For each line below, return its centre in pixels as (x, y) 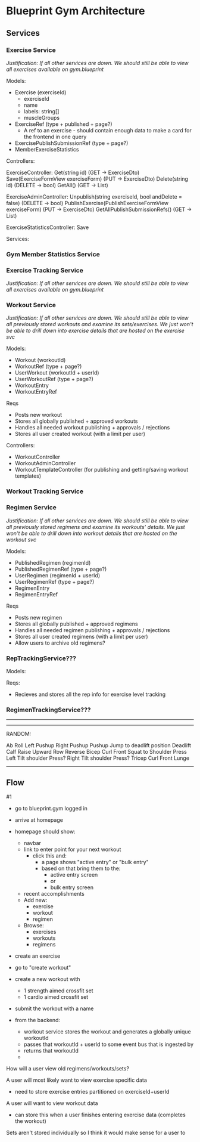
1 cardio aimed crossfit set (56, 997)
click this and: (50, 856)
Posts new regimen (38, 617)
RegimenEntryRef (36, 594)
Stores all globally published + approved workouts (76, 421)
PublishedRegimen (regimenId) (53, 562)
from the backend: (37, 1020)
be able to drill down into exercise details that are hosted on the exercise (95, 331)
